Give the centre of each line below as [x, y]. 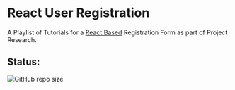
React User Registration [79, 13]
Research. [22, 39]
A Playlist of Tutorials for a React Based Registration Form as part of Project [117, 32]
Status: [24, 62]
